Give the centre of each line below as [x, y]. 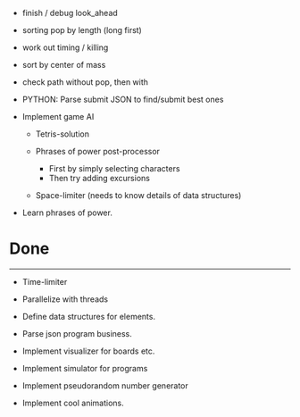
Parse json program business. [77, 333]
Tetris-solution [62, 134]
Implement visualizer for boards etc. [88, 351]
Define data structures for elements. [89, 316]
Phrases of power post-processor [98, 151]
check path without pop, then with [85, 82]
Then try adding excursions [99, 178]
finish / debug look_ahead [70, 13]
